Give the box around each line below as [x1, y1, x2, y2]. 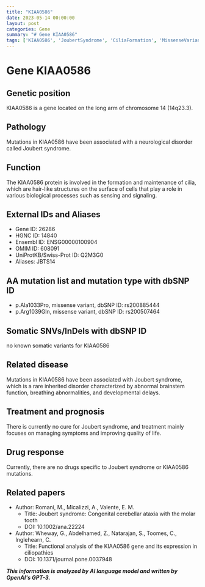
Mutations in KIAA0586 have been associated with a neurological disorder [6, 138, 193, 146]
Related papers [6, 487, 65, 498]
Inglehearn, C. [15, 536, 51, 544]
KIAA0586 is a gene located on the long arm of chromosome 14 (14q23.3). [6, 105, 193, 111]
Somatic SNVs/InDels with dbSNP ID [6, 325, 147, 336]
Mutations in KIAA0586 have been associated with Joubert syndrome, [6, 375, 183, 383]
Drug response [6, 447, 64, 457]
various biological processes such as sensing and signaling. [6, 191, 157, 199]
